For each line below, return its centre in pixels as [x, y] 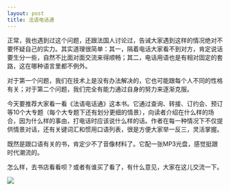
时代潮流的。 [25, 152]
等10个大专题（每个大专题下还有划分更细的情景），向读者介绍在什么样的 [108, 112]
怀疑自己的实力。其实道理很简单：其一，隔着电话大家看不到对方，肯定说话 [118, 49]
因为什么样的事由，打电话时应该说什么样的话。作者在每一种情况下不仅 [118, 120]
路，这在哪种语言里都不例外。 [49, 66]
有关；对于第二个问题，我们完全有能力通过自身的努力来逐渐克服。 [100, 89]
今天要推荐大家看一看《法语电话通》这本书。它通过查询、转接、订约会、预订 [115, 103]
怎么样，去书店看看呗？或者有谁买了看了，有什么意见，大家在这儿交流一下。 [115, 167]
